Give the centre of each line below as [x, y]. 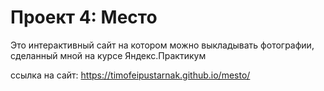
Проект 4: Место [84, 17]
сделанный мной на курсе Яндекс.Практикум [108, 55]
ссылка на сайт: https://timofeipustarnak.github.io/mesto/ [130, 75]
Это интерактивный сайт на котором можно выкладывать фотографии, [162, 45]
